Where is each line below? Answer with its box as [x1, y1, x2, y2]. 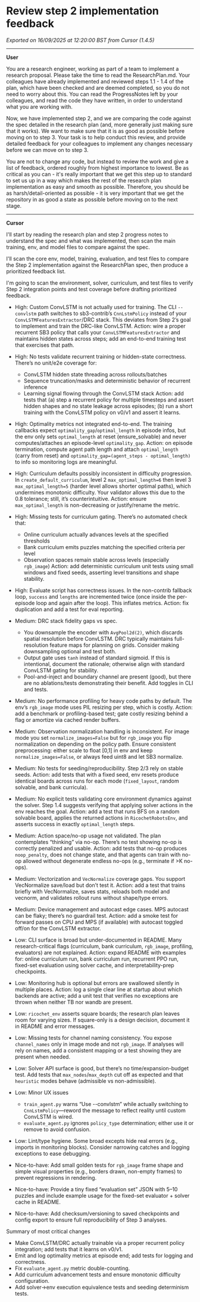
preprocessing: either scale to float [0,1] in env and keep [14, 746, 153, 754]
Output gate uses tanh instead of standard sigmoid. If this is [23, 654, 171, 661]
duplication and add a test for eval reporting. [14, 606, 124, 613]
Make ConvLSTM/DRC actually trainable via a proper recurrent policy [14, 1239, 185, 1246]
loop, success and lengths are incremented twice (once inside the [14, 593, 176, 600]
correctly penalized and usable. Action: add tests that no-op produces [14, 845, 187, 852]
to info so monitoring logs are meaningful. [14, 458, 118, 465]
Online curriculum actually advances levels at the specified [23, 531, 168, 538]
